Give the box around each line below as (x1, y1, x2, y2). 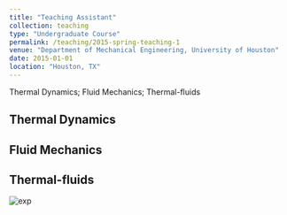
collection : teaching (9, 21, 89, 30)
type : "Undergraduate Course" (9, 29, 121, 38)
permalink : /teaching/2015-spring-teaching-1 (9, 37, 180, 47)
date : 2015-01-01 (9, 54, 74, 63)
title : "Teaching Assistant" (9, 12, 117, 22)
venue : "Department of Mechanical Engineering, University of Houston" (9, 46, 279, 55)
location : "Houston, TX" (9, 63, 101, 72)
